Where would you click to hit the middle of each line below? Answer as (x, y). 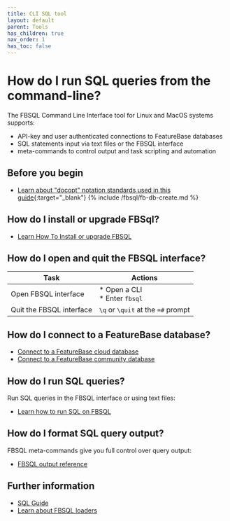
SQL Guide (33, 503)
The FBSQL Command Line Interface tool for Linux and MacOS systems (110, 115)
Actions (145, 278)
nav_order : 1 (26, 40)
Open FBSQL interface (48, 294)
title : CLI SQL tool (37, 14)
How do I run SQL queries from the (109, 81)
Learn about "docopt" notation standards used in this (94, 190)
